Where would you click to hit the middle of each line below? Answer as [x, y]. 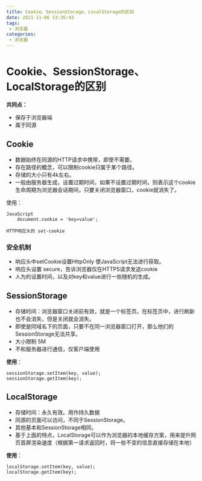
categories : [21, 34]
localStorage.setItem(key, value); [51, 467]
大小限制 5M [30, 341]
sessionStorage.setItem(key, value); [54, 373]
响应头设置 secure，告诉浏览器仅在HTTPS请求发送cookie [86, 269]
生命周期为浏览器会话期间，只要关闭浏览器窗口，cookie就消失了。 [97, 190]
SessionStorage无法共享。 [48, 334]
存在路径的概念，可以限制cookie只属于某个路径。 [76, 167]
